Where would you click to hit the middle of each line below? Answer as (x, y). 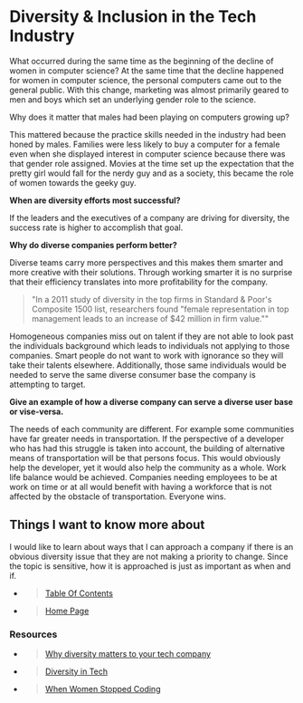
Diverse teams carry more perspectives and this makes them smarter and (146, 262)
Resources (33, 634)
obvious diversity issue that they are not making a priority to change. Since (149, 556)
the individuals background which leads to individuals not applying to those (150, 345)
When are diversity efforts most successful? (95, 200)
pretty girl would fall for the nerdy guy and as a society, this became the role (151, 173)
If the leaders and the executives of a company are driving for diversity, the (150, 217)
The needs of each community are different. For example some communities (152, 429)
